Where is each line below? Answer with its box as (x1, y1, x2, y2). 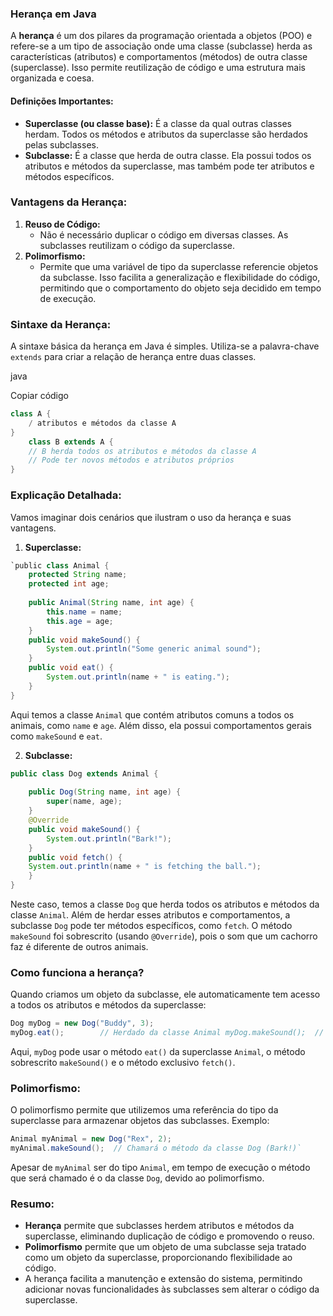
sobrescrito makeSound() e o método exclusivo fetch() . (10, 1057, 236, 1069)
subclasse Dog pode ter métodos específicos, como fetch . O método (10, 920, 293, 932)
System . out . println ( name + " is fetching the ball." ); (28, 862, 262, 872)
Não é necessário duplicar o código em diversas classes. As (39, 228, 289, 241)
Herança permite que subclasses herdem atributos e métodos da (24, 1220, 295, 1232)
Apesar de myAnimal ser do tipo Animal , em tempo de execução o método (10, 1162, 311, 1174)
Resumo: (10, 1197, 55, 1211)
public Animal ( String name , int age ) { (28, 598, 195, 608)
